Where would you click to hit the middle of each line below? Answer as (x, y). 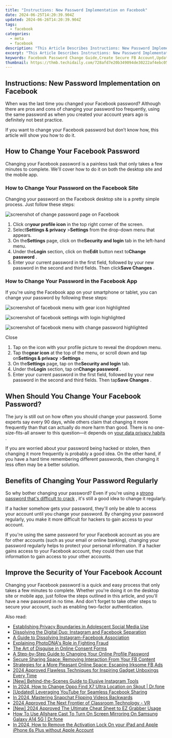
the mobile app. (22, 174)
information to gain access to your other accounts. (59, 557)
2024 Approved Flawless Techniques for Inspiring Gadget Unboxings (85, 670)
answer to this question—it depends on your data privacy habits (98, 433)
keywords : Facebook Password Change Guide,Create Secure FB (71, 58)
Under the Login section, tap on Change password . (67, 369)
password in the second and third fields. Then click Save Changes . (84, 268)
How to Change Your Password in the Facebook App (71, 281)
